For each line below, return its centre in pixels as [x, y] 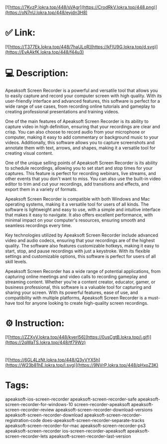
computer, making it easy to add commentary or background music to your [82, 137]
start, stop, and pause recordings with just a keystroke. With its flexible [78, 251]
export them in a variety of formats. [42, 189]
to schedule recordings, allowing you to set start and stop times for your [79, 168]
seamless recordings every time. [39, 225]
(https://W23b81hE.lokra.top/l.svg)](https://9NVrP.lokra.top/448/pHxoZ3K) [82, 365]
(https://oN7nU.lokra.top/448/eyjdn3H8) [46, 12]
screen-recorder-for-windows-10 [39, 404]
